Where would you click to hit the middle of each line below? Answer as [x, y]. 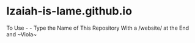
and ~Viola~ [22, 34]
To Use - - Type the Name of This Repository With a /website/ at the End [98, 28]
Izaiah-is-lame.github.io [69, 11]
